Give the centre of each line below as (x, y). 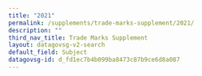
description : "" (35, 30)
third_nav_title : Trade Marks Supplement (78, 38)
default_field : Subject (48, 52)
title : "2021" (32, 15)
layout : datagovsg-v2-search (57, 45)
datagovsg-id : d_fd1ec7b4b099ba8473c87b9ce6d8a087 (94, 60)
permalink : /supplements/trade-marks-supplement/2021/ (101, 23)
